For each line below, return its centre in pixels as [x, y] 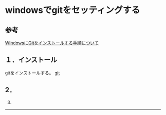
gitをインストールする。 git [33, 73]
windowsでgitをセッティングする [73, 10]
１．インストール [31, 60]
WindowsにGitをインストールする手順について [52, 43]
